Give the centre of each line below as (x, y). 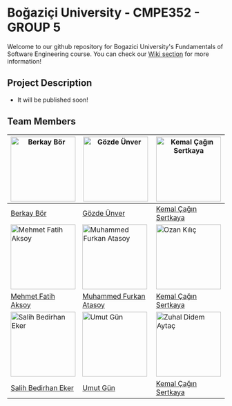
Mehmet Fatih (33, 296)
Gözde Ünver (104, 213)
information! (25, 61)
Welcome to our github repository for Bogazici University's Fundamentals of (115, 46)
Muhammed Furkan (114, 296)
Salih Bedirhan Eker (42, 387)
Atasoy (94, 304)
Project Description (50, 83)
